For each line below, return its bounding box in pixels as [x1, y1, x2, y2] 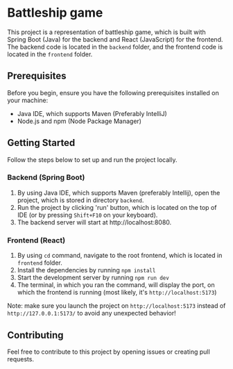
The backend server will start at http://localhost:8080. [17, 218, 172, 227]
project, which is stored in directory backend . [17, 196, 144, 204]
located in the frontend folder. [7, 50, 93, 58]
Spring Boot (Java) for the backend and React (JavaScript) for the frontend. [7, 35, 223, 43]
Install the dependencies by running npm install [17, 266, 156, 274]
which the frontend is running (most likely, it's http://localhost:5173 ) [17, 288, 217, 297]
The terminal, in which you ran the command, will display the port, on [17, 281, 215, 289]
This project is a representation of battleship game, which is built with [7, 28, 206, 36]
